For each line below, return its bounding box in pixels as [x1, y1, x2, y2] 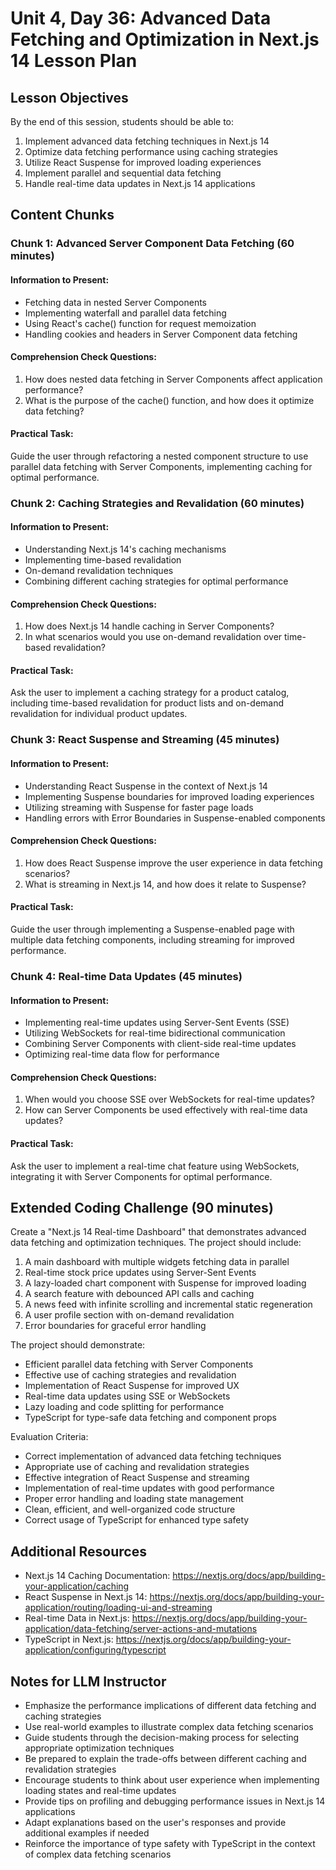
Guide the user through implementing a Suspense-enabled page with [10, 923, 295, 935]
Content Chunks [10, 207, 115, 224]
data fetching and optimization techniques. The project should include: [10, 1237, 302, 1249]
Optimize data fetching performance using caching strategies [24, 146, 278, 157]
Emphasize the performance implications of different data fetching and [24, 1699, 317, 1711]
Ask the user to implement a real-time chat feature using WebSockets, [10, 1160, 300, 1172]
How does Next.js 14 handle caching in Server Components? [24, 620, 275, 632]
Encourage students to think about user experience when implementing [24, 1773, 320, 1786]
